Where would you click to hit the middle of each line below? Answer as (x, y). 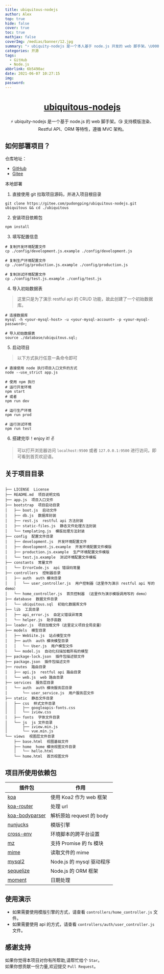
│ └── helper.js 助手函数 (33, 620)
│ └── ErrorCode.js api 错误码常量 (43, 568)
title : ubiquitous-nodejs (31, 10)
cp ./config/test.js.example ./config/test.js (53, 279)
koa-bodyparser (27, 815)
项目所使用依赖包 (31, 773)
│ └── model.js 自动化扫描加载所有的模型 (47, 652)
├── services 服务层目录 (30, 683)
